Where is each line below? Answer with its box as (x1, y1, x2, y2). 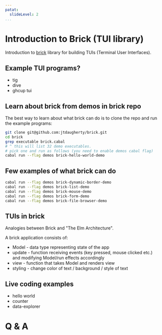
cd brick (5, 134, 23, 139)
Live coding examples (5, 279, 74, 288)
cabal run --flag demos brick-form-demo (5, 194, 90, 199)
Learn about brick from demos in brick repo (5, 102, 142, 111)
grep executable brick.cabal (5, 139, 65, 144)
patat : (5, 7, 19, 12)
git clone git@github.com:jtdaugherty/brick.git (5, 130, 107, 135)
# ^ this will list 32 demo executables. (5, 144, 92, 149)
